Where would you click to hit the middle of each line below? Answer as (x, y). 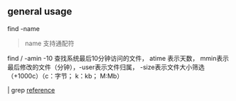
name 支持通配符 (49, 43)
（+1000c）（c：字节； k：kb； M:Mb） (65, 76)
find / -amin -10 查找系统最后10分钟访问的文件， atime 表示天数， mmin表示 (118, 58)
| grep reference (31, 90)
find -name (24, 28)
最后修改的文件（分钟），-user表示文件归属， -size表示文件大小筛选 (106, 67)
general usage (40, 12)
